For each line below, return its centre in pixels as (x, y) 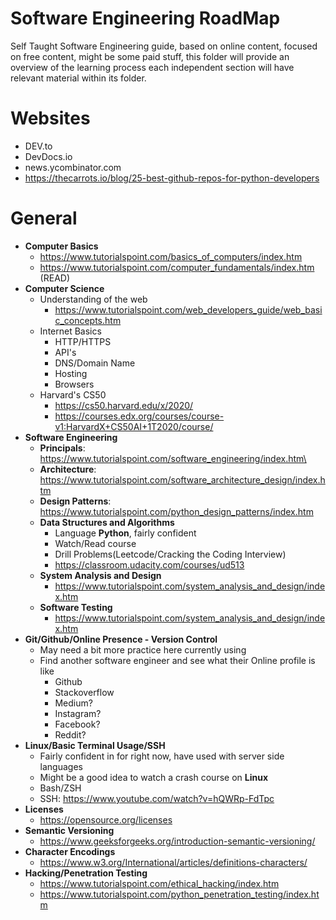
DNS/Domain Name (95, 363)
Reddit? (70, 734)
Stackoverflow (84, 692)
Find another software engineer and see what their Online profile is (177, 660)
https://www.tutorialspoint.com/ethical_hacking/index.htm (159, 883)
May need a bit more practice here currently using (143, 649)
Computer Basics (61, 246)
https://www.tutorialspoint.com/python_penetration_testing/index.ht (179, 894)
